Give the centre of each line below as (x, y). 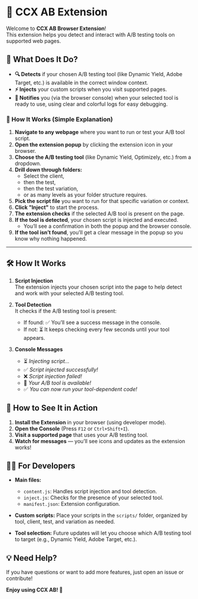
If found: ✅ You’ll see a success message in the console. (92, 322)
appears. (34, 338)
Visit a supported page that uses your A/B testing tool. (81, 435)
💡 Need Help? (32, 558)
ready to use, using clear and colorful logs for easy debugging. (91, 104)
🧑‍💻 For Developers (41, 466)
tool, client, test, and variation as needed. (65, 522)
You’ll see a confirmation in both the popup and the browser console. (107, 226)
